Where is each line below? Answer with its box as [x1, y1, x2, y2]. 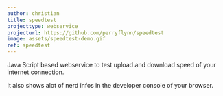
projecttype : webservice [7, 23, 78, 29]
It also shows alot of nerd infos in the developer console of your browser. [7, 82, 214, 89]
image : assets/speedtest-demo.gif [7, 36, 106, 43]
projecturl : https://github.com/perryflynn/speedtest [7, 29, 165, 36]
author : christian [7, 10, 60, 17]
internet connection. [7, 68, 64, 76]
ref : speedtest [7, 42, 51, 49]
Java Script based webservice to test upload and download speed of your [7, 61, 216, 69]
